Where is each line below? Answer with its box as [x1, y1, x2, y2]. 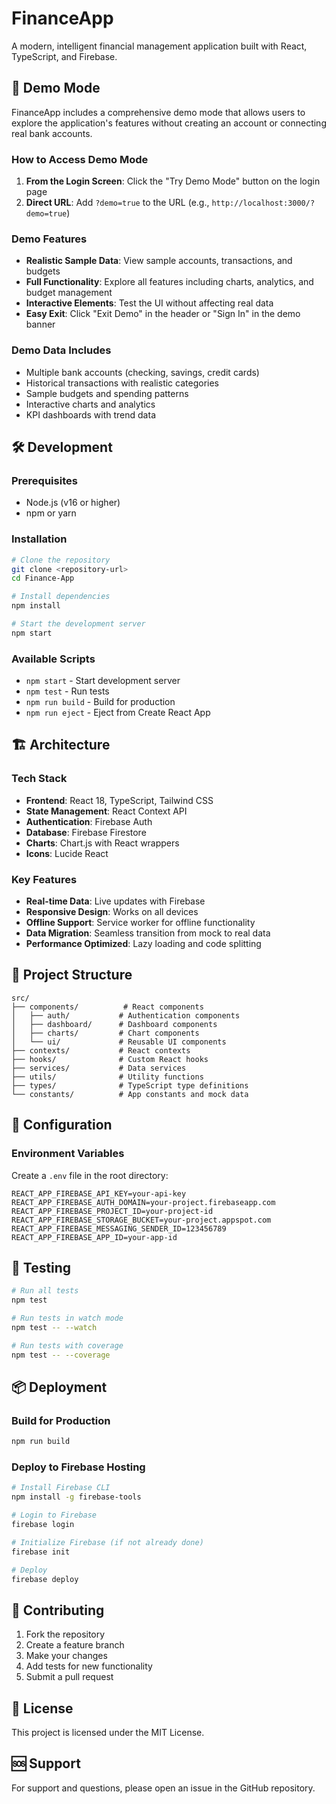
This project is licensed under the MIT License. [11, 1727, 205, 1739]
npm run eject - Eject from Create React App [25, 707, 211, 719]
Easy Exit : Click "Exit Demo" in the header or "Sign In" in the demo [25, 308, 301, 320]
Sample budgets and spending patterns [25, 387, 189, 399]
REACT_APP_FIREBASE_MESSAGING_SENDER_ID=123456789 [11, 1223, 227, 1234]
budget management [25, 287, 113, 299]
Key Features [11, 872, 78, 886]
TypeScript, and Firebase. [11, 50, 118, 62]
